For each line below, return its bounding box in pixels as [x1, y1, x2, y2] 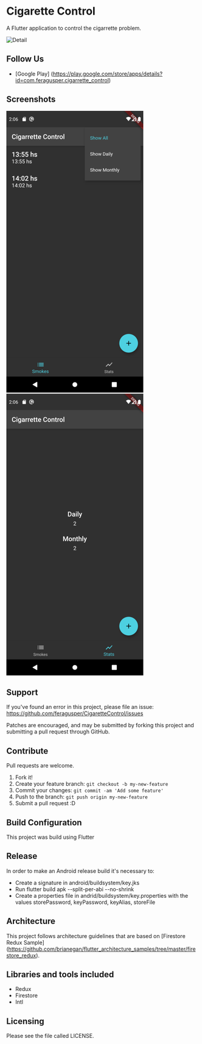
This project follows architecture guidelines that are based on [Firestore [6, 932, 186, 939]
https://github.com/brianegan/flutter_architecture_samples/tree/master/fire [8, 945, 196, 953]
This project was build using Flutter [6, 833, 95, 841]
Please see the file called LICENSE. [6, 1032, 94, 1040]
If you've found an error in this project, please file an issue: [6, 704, 154, 711]
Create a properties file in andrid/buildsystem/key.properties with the [15, 892, 189, 899]
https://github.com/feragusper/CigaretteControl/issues [6, 710, 144, 717]
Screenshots [6, 94, 56, 105]
